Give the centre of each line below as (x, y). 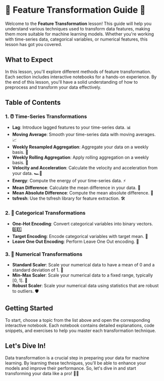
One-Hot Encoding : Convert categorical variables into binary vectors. (82, 224)
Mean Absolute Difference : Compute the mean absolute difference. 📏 (83, 193)
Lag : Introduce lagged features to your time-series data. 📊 (71, 127)
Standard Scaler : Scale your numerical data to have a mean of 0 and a (83, 265)
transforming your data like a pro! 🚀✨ (42, 373)
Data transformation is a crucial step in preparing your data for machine (77, 357)
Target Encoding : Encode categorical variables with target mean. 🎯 (80, 236)
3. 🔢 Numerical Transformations (44, 254)
